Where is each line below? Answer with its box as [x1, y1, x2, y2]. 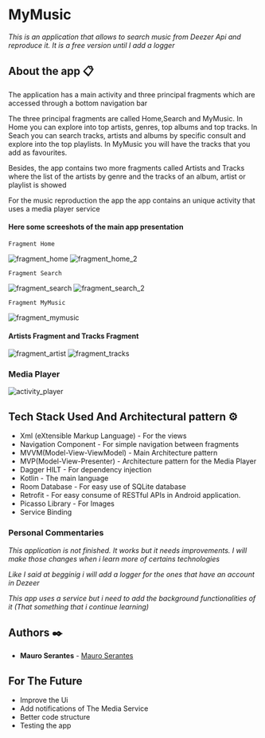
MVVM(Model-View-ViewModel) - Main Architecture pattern [19, 448, 218, 458]
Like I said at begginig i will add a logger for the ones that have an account [8, 569, 255, 579]
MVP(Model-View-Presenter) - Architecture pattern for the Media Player [19, 456, 257, 466]
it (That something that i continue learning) [8, 602, 150, 611]
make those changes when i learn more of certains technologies [8, 554, 220, 563]
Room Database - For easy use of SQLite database [19, 482, 187, 491]
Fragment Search [8, 269, 62, 277]
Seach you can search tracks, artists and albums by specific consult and [8, 130, 247, 140]
